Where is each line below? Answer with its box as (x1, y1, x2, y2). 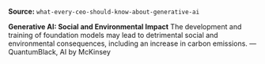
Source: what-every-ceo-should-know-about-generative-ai (8, 7, 200, 16)
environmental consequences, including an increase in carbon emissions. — (8, 39, 257, 48)
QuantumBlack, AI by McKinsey (8, 47, 111, 56)
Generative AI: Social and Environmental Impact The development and (8, 22, 242, 31)
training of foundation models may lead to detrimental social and (8, 31, 219, 40)
